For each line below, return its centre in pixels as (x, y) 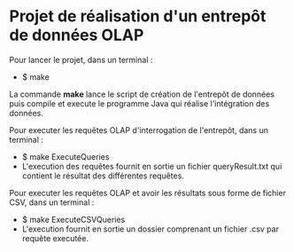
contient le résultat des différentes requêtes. (103, 176)
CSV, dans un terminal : (52, 202)
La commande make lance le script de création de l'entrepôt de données (142, 94)
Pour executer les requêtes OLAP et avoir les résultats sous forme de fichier (147, 193)
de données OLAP (77, 35)
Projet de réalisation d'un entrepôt (138, 16)
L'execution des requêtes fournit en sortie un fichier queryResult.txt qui (152, 166)
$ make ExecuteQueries (66, 156)
